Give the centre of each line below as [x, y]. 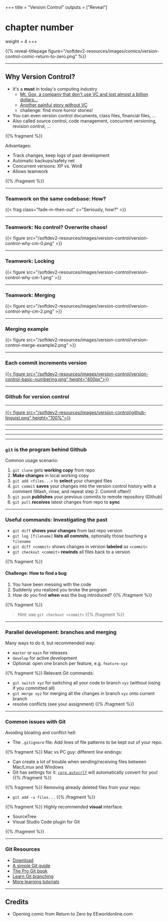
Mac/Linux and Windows [38, 767]
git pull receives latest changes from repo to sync [66, 502]
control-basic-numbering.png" [37, 379]
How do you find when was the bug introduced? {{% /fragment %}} [82, 595]
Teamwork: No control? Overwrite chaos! [56, 227]
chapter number [39, 28]
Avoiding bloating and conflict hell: [41, 733]
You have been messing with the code [52, 584]
